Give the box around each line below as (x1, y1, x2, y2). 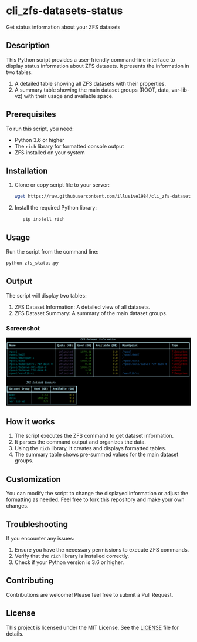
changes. (6, 502, 29, 509)
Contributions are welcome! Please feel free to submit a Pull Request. (6, 591, 174, 598)
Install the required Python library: (14, 204, 97, 211)
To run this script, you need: (6, 125, 74, 132)
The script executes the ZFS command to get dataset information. (14, 432, 174, 440)
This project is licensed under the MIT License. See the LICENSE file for (6, 624, 179, 631)
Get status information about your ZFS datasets (6, 23, 121, 31)
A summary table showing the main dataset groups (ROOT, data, (14, 86, 171, 93)
